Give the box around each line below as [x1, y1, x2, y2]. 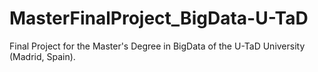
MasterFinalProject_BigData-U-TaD [9, 7, 309, 30]
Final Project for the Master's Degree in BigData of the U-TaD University [9, 40, 306, 52]
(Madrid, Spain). [9, 50, 76, 62]
